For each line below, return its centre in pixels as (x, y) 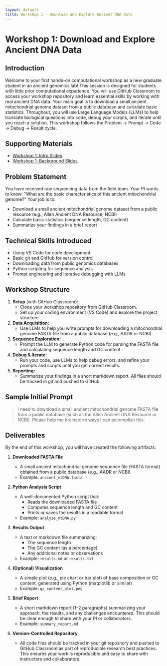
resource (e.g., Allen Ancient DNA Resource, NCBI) (65, 214)
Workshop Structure (38, 290)
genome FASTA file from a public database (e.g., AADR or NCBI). (86, 333)
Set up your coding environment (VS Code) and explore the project (88, 312)
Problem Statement (36, 177)
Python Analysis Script (37, 487)
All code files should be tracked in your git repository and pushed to (89, 643)
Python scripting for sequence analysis (53, 268)
